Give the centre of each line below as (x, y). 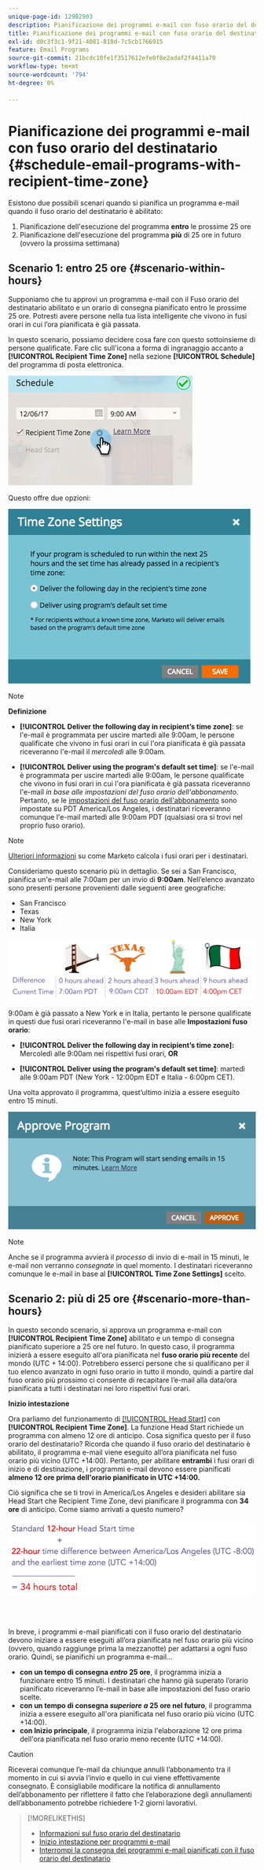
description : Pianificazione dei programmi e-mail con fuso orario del (128, 25)
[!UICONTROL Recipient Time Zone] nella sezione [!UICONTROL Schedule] (132, 356)
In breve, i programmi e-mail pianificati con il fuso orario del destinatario (125, 1632)
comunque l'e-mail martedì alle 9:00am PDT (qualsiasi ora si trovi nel (131, 817)
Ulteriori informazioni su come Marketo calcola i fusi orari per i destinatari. (128, 856)
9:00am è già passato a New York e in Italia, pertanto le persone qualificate (130, 1013)
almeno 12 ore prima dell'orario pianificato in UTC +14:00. (104, 1477)
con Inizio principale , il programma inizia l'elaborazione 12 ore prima (130, 1730)
